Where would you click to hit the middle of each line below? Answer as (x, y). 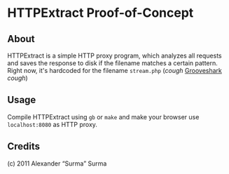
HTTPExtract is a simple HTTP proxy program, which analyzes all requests (114, 55)
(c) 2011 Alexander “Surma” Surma (57, 163)
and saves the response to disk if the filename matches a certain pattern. (113, 63)
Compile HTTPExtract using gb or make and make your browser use (103, 116)
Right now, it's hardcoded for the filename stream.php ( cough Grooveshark (115, 71)
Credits (24, 146)
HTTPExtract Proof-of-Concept (100, 13)
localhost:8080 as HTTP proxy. (53, 124)
